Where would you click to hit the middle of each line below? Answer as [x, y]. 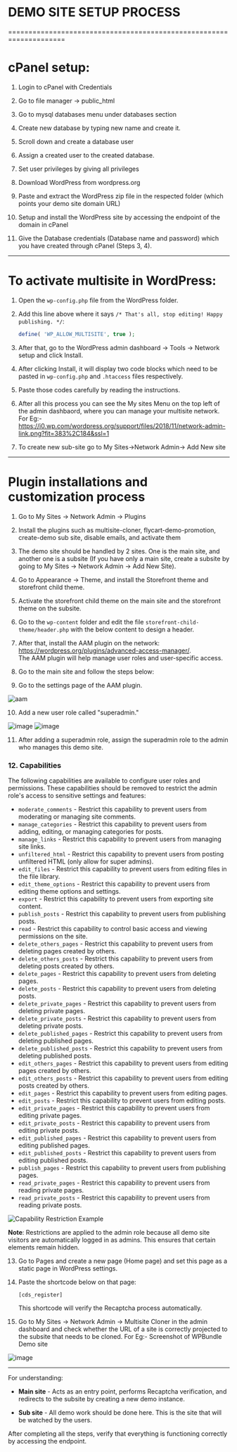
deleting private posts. [51, 1026]
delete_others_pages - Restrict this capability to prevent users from [116, 944]
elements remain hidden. [44, 1247]
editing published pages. [54, 1145]
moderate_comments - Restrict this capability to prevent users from [112, 809]
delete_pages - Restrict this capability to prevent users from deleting [117, 973]
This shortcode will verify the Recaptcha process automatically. [110, 1308]
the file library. [39, 876]
